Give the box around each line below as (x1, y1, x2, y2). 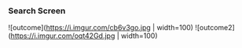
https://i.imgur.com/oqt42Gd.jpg (10, 31, 115, 40)
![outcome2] (195, 23, 236, 33)
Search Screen (8, 5, 66, 16)
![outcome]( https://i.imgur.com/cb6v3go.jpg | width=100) (8, 23, 194, 33)
